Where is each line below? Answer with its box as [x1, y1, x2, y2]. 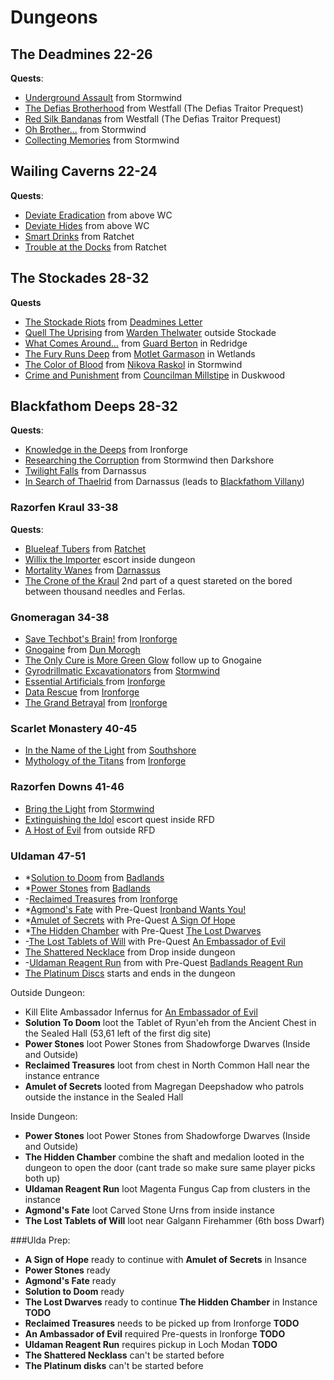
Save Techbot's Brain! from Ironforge [24, 633, 178, 645]
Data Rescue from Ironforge [24, 686, 140, 698]
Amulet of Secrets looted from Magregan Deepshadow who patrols [24, 1080, 305, 1092]
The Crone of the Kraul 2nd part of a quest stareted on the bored [24, 574, 293, 586]
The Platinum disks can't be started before [24, 1359, 204, 1371]
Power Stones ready [24, 1264, 111, 1276]
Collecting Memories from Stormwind [24, 134, 180, 146]
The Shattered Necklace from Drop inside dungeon [24, 946, 236, 958]
